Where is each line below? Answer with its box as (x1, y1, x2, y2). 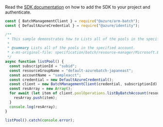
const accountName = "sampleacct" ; (9, 73, 81, 77)
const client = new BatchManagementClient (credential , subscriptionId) (9, 82, 158, 87)
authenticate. (5, 9, 32, 15)
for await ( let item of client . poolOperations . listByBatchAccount (9, 91, 147, 96)
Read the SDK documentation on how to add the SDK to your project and (5, 4, 150, 10)
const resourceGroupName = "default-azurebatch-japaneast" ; (9, 68, 133, 73)
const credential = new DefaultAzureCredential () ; (9, 77, 114, 82)
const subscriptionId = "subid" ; (9, 63, 77, 69)
